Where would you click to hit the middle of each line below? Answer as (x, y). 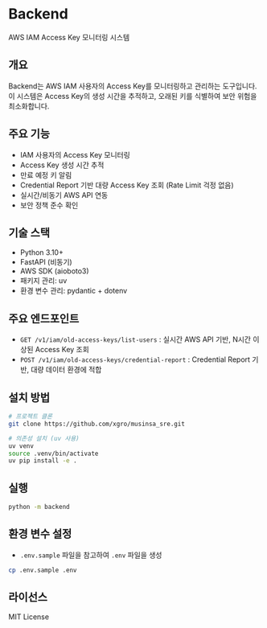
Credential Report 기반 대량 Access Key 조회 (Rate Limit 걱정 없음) (127, 185)
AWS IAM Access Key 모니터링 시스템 (69, 37)
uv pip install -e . (43, 461)
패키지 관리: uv (43, 281)
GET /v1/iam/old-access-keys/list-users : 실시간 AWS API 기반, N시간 (136, 339)
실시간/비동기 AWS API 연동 (64, 195)
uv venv (21, 446)
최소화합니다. (29, 106)
